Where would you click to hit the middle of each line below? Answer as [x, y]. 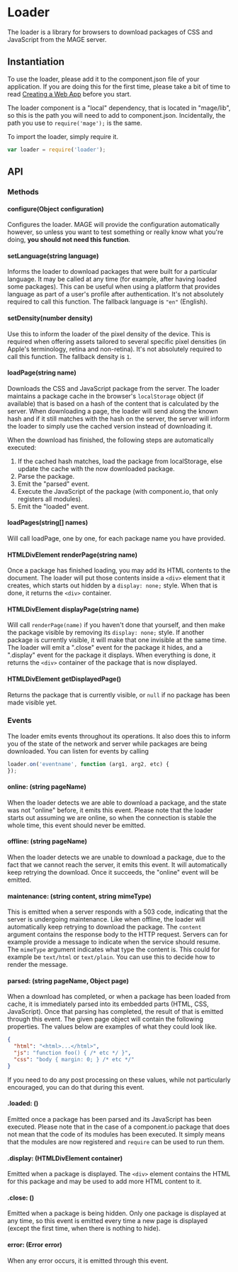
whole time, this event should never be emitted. [76, 825]
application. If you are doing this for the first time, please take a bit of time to [119, 87]
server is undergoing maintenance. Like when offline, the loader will [106, 919]
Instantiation [36, 62]
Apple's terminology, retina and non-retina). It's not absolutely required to [115, 349]
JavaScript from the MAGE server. [57, 39]
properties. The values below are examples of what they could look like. [112, 1027]
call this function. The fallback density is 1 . [70, 356]
